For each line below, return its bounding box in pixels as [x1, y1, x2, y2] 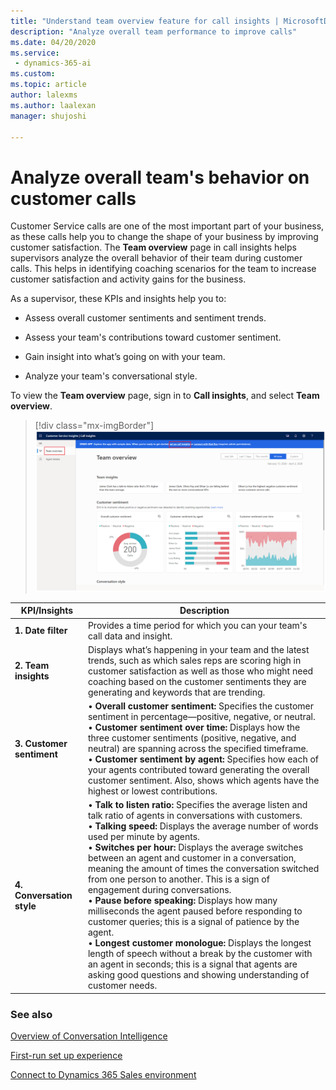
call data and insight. [87, 630, 173, 642]
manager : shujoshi [10, 111, 87, 121]
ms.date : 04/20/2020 [10, 37, 97, 47]
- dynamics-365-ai [14, 58, 92, 69]
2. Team [14, 660, 50, 672]
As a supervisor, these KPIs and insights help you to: [10, 293, 227, 305]
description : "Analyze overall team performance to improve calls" [10, 26, 298, 37]
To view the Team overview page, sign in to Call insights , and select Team [10, 390, 320, 402]
